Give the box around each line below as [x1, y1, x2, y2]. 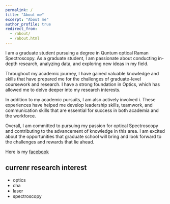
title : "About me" [5, 12, 44, 17]
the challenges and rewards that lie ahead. [5, 138, 95, 145]
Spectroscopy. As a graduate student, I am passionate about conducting [5, 55, 157, 61]
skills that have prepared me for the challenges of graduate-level [5, 76, 141, 82]
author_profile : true [5, 21, 51, 27]
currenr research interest [5, 163, 87, 172]
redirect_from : [5, 26, 38, 32]
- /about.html [10, 36, 40, 41]
